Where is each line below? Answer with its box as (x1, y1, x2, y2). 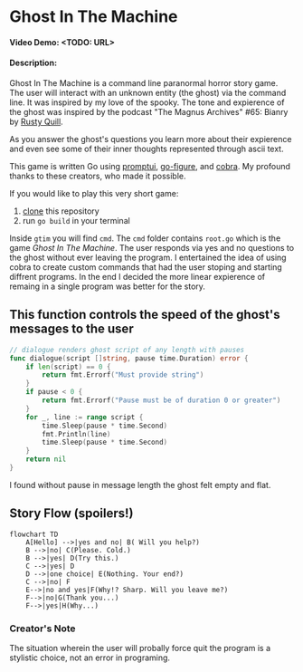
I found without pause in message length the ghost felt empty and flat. (9, 479, 271, 490)
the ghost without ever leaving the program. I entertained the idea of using (9, 252, 287, 263)
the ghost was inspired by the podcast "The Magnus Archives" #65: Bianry (9, 106, 289, 117)
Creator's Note (9, 622, 76, 635)
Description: (9, 57, 57, 69)
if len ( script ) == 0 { (25, 362, 111, 371)
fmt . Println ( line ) (42, 429, 111, 438)
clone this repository (22, 206, 99, 216)
